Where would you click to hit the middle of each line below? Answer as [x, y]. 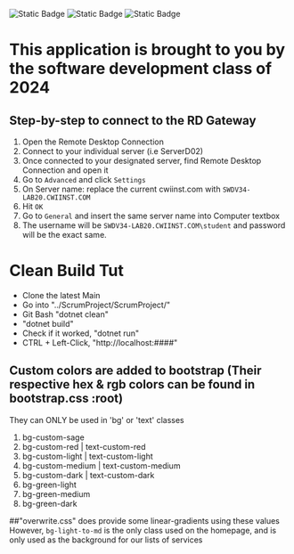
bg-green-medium [56, 493]
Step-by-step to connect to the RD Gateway [133, 120]
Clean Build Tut [67, 271]
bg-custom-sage [53, 437]
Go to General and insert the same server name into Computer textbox [151, 216]
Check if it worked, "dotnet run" [81, 333]
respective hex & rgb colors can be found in [132, 384]
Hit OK [33, 206]
